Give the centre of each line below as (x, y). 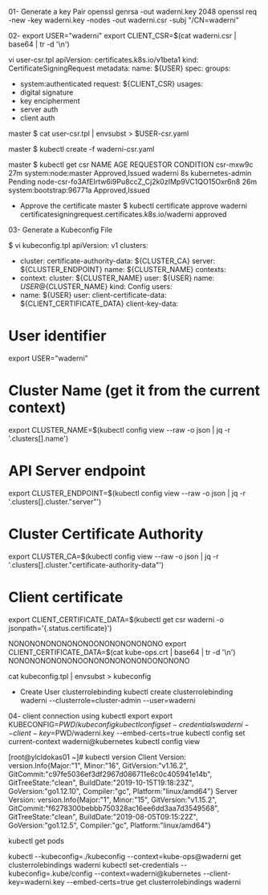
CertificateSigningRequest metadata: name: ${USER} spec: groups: (120, 68)
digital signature (47, 92)
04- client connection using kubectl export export (91, 716)
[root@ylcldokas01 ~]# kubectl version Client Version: (97, 757)
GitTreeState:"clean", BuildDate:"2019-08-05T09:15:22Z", (103, 816)
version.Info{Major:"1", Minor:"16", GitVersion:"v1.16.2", (98, 765)
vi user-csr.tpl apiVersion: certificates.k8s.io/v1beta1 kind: (104, 60)
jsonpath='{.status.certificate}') (60, 628)
